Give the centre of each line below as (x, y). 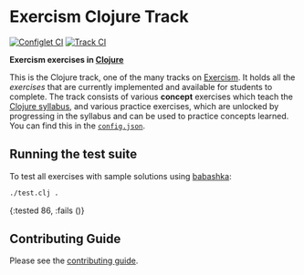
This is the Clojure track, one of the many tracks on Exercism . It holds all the (152, 77)
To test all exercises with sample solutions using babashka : (121, 176)
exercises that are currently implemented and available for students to (141, 87)
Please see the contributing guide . (74, 260)
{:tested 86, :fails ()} (47, 210)
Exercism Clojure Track (99, 17)
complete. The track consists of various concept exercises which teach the (152, 97)
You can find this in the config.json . (78, 126)
